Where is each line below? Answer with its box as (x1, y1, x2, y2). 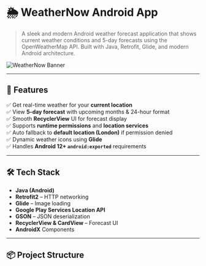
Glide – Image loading (15, 199, 71, 207)
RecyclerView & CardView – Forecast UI (15, 219, 118, 226)
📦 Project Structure (6, 249, 85, 260)
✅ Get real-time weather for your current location (6, 101, 133, 108)
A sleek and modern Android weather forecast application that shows (21, 29, 197, 37)
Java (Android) (15, 186, 55, 194)
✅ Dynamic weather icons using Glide (6, 135, 102, 143)
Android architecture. (21, 49, 75, 56)
